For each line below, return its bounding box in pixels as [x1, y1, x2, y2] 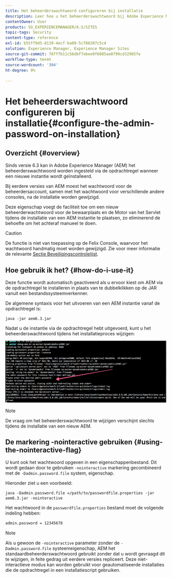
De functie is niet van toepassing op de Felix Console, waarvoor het [5, 240, 148, 246]
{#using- [134, 438, 163, 446]
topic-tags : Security [5, 30, 52, 35]
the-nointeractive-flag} [5, 446, 82, 455]
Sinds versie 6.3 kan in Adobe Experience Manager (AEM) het [5, 162, 136, 168]
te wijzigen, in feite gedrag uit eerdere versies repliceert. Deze [5, 556, 137, 563]
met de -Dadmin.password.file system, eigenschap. [5, 470, 115, 476]
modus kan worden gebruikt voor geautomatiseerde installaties [31, 562, 165, 568]
